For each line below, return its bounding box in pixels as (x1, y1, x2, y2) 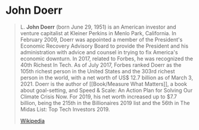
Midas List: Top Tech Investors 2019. (20, 106, 110, 113)
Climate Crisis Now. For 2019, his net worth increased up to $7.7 (20, 93, 177, 100)
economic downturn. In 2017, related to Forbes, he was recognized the (20, 55, 193, 62)
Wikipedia (20, 117, 45, 124)
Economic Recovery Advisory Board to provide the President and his (20, 42, 189, 49)
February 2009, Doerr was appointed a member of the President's (20, 36, 183, 43)
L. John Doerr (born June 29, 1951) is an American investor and (20, 23, 176, 30)
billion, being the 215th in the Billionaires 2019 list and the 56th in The (20, 99, 190, 106)
